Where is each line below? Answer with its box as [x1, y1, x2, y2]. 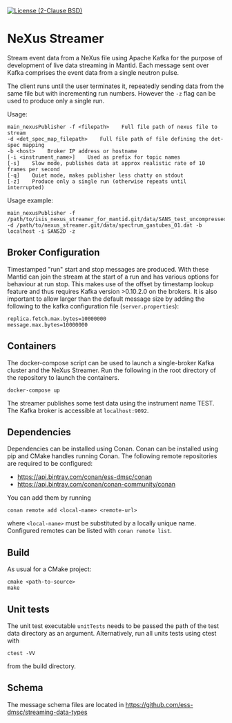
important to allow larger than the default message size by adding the [7, 295, 205, 303]
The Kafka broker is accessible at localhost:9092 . [7, 406, 149, 415]
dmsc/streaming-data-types [7, 708, 88, 716]
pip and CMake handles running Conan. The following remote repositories [7, 452, 217, 460]
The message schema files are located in [7, 700, 124, 708]
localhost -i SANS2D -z [7, 227, 76, 235]
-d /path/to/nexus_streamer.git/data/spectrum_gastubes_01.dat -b [7, 222, 202, 229]
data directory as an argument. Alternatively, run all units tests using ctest [7, 629, 217, 637]
